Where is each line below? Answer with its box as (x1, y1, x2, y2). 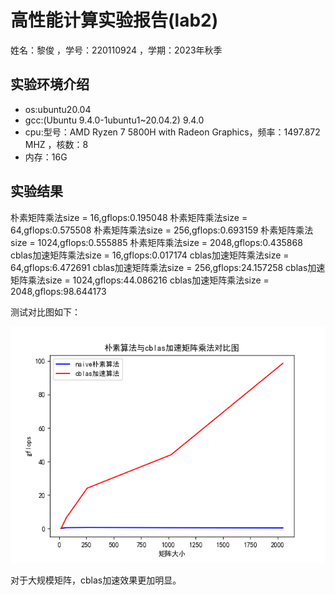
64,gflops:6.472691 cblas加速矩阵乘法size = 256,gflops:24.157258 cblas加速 (10, 261, 326, 273)
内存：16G (24, 151, 68, 163)
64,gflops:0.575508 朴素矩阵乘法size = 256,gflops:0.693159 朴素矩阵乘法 (10, 224, 314, 236)
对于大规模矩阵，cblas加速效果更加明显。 (10, 574, 182, 586)
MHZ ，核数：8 (24, 138, 89, 150)
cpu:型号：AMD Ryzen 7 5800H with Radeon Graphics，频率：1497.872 (24, 126, 321, 138)
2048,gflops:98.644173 (10, 285, 107, 297)
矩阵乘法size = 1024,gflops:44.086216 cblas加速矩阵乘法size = (10, 274, 270, 286)
